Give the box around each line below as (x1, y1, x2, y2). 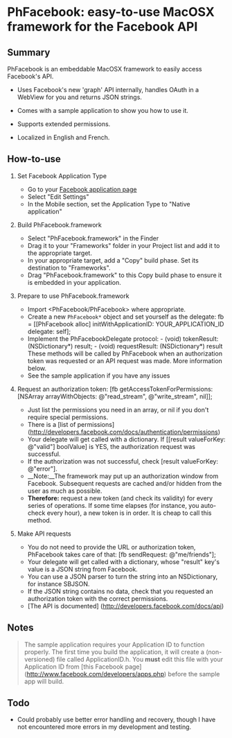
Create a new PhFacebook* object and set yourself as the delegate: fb (27, 313, 224, 321)
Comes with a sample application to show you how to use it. (17, 107, 189, 114)
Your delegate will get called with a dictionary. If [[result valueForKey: (27, 434, 226, 443)
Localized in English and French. (17, 133, 110, 141)
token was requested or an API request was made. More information (27, 356, 223, 364)
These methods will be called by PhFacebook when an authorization (27, 349, 223, 358)
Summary (7, 46, 51, 58)
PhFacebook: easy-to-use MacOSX (7, 4, 215, 20)
